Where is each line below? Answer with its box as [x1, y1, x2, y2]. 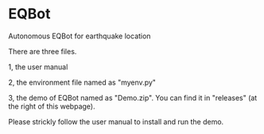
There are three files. [8, 46, 77, 56]
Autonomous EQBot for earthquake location [8, 31, 151, 41]
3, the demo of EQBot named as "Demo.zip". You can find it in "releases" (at [8, 93, 258, 102]
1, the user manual [8, 61, 68, 72]
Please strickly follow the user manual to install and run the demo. [8, 116, 224, 126]
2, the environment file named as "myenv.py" [8, 77, 157, 87]
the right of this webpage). [8, 101, 95, 111]
